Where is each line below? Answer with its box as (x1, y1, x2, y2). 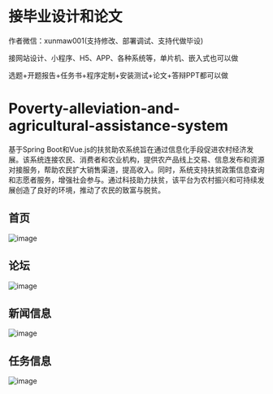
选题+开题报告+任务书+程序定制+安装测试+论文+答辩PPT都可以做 (8, 70, 229, 80)
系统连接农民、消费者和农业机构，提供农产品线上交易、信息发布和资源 (29, 154, 265, 164)
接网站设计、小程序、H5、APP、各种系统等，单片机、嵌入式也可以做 (8, 53, 239, 63)
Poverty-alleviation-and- (8, 99, 180, 118)
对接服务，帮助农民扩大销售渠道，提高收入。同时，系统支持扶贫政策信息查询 (8, 164, 265, 175)
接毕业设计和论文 (8, 7, 123, 26)
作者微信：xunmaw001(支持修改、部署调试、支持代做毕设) (8, 36, 204, 45)
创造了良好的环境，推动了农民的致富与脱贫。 (15, 184, 165, 195)
